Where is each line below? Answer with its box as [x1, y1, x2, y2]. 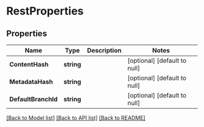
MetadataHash [9, 77, 53, 86]
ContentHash [9, 60, 49, 68]
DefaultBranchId [9, 95, 58, 103]
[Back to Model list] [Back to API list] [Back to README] [6, 114, 146, 122]
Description [87, 47, 122, 54]
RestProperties [6, 4, 84, 18]
